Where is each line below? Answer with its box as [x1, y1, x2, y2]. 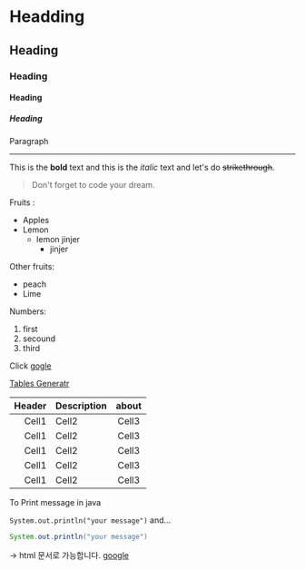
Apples [22, 215, 50, 226]
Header [14, 399, 47, 412]
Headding [9, 6, 85, 27]
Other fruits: [9, 261, 54, 272]
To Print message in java [9, 497, 102, 508]
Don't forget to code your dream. [31, 180, 156, 191]
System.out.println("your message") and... [9, 515, 172, 526]
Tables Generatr [9, 378, 70, 389]
